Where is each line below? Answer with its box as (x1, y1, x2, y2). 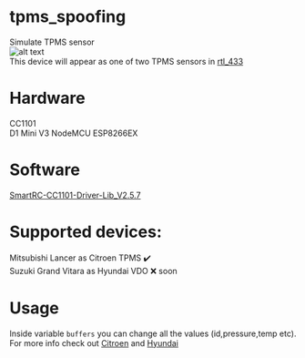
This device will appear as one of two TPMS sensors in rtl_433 (9, 56, 244, 66)
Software (9, 159, 80, 180)
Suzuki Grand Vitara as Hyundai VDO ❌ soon (9, 265, 178, 276)
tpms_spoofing (9, 6, 127, 27)
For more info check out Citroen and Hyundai (9, 337, 179, 348)
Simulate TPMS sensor (9, 36, 96, 47)
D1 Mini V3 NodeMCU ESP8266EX (9, 128, 138, 138)
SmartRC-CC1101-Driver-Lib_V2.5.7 (9, 189, 141, 200)
